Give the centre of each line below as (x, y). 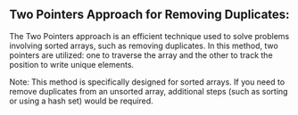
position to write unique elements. (72, 64)
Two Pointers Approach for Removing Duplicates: (149, 15)
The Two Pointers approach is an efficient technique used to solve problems (149, 36)
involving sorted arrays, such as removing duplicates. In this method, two (144, 45)
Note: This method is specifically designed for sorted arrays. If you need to (147, 82)
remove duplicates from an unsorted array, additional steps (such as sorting (149, 91)
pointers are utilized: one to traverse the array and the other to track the (141, 55)
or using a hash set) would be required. (81, 101)
